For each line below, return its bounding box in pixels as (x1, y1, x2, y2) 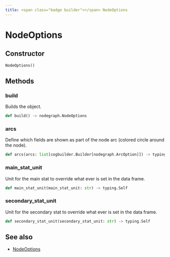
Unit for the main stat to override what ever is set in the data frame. (5, 175, 145, 181)
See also (5, 233, 33, 241)
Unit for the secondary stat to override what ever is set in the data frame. (5, 209, 157, 215)
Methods (5, 77, 34, 85)
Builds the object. (5, 103, 42, 109)
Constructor (5, 49, 45, 58)
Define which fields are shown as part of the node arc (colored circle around (5, 137, 164, 143)
